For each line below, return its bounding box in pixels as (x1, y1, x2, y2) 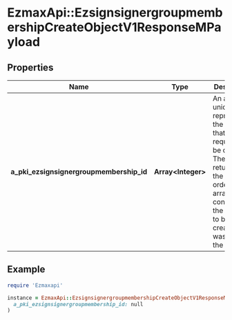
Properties (7, 61, 54, 73)
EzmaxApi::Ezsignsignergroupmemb (7, 5, 223, 21)
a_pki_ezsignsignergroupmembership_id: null (13, 301, 144, 308)
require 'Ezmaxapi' (7, 281, 64, 289)
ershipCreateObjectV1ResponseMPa (7, 19, 222, 35)
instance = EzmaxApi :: (7, 294, 72, 301)
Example (7, 263, 46, 275)
